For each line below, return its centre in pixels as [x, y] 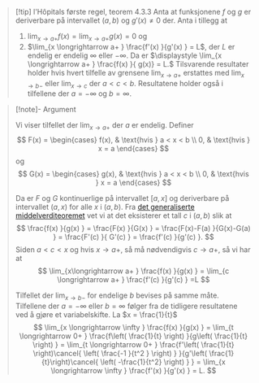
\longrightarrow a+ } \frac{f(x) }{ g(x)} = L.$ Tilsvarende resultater [138, 63]
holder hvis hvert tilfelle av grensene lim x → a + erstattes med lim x [136, 74]
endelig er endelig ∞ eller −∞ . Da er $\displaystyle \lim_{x [125, 55]
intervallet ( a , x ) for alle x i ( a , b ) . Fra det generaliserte [105, 207]
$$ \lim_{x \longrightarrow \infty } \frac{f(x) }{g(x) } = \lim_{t [134, 327]
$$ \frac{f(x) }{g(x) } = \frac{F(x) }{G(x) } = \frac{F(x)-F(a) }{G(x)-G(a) [134, 228]
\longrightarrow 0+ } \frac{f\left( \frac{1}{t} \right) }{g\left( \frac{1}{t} [134, 336]
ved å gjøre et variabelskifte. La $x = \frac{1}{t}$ [96, 314]
